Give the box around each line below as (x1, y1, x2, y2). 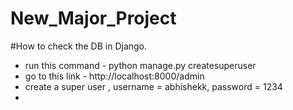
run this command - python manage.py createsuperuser (24, 59, 257, 71)
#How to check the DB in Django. (10, 40, 148, 52)
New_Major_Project (10, 7, 177, 30)
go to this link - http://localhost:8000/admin (24, 70, 205, 82)
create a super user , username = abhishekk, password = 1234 (24, 80, 283, 92)
